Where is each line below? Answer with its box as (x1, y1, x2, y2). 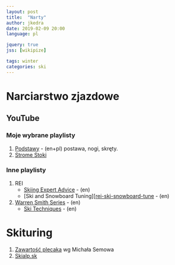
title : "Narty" (6, 14, 46, 20)
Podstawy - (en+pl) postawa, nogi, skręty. (14, 145, 118, 152)
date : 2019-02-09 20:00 (6, 25, 65, 32)
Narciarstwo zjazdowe (6, 89, 120, 103)
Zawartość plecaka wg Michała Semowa (14, 246, 114, 253)
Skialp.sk (14, 252, 37, 259)
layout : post (6, 8, 39, 15)
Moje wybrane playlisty (6, 131, 76, 139)
